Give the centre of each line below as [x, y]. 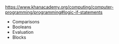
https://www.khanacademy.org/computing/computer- [59, 7]
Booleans [22, 27]
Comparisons [26, 22]
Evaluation [23, 32]
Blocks [19, 37]
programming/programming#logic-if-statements [54, 12]
